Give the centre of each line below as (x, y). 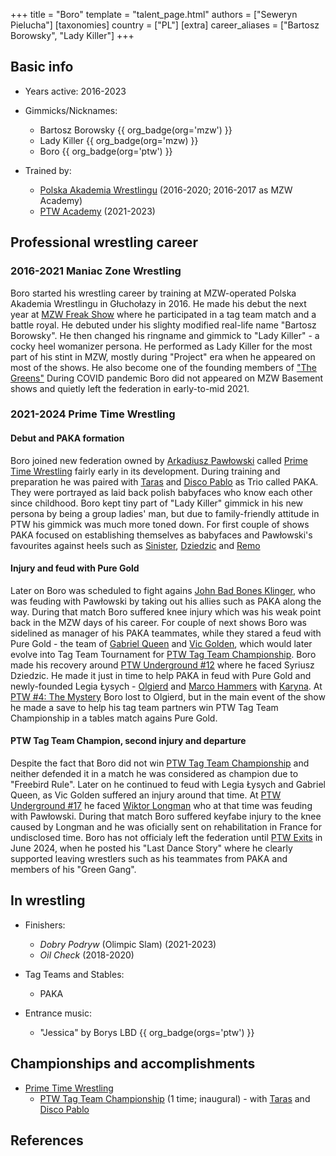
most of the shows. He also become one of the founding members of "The (163, 367)
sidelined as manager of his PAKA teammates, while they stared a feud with (166, 633)
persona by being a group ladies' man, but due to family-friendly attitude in (165, 513)
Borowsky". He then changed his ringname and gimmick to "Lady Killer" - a (165, 335)
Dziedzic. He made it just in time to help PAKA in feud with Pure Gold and (161, 675)
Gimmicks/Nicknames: (71, 110)
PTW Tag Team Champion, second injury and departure (128, 741)
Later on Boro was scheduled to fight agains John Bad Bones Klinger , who (163, 590)
